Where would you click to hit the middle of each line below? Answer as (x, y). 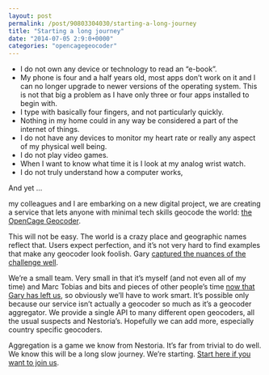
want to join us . (34, 363)
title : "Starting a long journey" (67, 31)
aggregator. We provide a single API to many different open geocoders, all (132, 313)
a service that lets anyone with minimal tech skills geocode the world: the (130, 212)
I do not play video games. (64, 156)
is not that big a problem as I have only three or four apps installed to (134, 95)
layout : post (30, 16)
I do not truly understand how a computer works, (101, 173)
